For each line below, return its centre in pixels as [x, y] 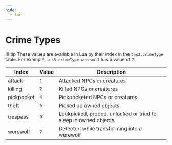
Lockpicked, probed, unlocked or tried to [108, 114]
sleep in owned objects [87, 120]
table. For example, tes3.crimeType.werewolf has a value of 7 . [70, 60]
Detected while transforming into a [100, 129]
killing [15, 89]
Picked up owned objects [89, 106]
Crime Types [33, 40]
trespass [18, 117]
